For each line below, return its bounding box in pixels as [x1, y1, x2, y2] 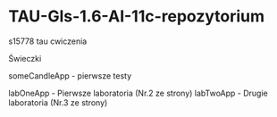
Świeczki [8, 53, 42, 63]
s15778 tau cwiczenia [8, 36, 88, 46]
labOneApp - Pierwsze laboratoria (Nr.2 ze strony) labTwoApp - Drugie [8, 88, 269, 98]
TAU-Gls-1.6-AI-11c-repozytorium [8, 6, 265, 27]
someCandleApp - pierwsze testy [8, 70, 132, 81]
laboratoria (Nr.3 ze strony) [8, 96, 108, 108]
